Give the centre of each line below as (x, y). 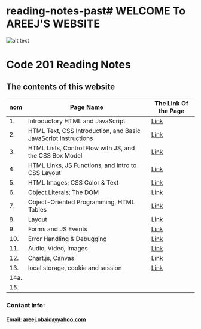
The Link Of (171, 103)
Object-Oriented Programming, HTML (81, 202)
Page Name (86, 107)
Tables (37, 209)
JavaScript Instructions (60, 138)
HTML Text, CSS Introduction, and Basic (84, 131)
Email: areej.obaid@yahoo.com (46, 319)
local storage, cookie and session (75, 268)
